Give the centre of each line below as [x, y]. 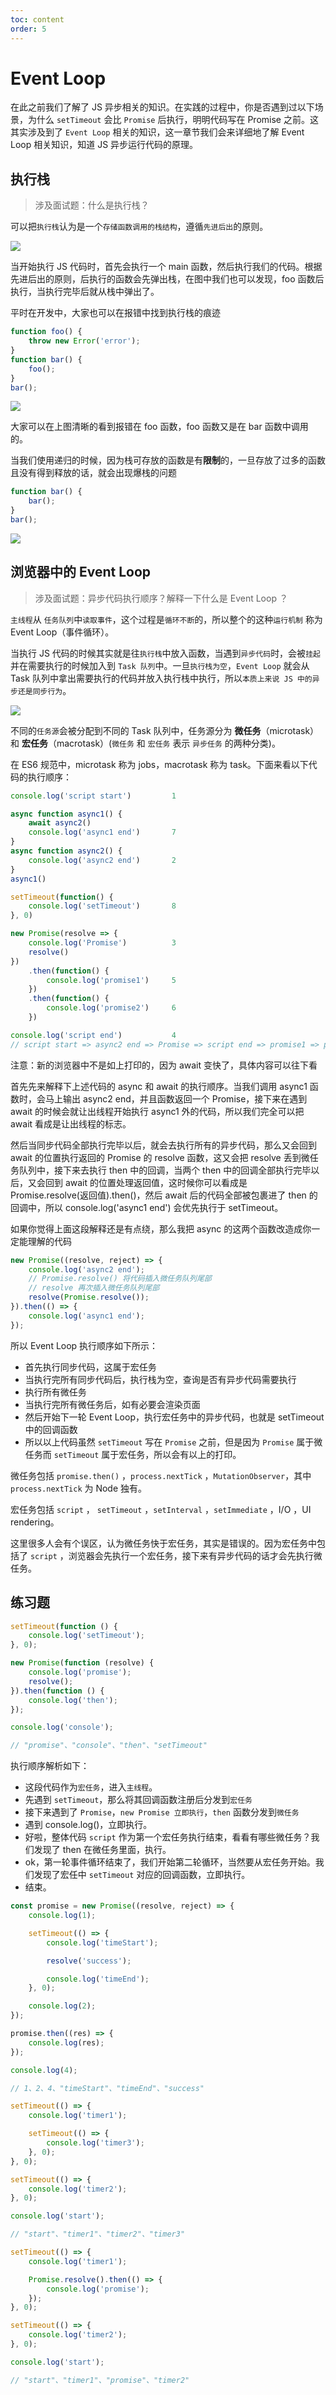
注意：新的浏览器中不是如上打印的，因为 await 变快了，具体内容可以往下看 [164, 1065]
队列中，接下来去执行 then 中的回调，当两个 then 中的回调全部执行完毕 [165, 1170]
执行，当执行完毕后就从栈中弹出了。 [85, 292]
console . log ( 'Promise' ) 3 [102, 943]
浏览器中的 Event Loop [81, 572]
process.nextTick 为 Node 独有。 [79, 1488]
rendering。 [35, 1522]
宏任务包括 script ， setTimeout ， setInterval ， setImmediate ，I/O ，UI [161, 1509]
